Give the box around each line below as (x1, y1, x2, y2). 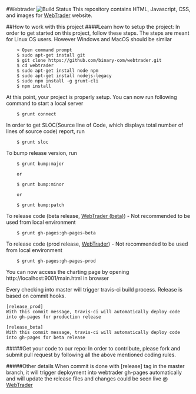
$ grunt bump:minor (16, 181, 65, 187)
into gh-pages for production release (6, 314, 101, 320)
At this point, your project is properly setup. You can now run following (6, 94, 177, 100)
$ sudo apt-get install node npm (16, 68, 99, 74)
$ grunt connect (16, 111, 57, 117)
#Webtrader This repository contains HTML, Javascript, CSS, (6, 6, 191, 12)
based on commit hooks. (6, 292, 67, 299)
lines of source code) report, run (6, 128, 85, 135)
